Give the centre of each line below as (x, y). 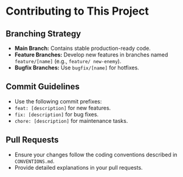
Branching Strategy (43, 34)
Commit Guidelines (43, 87)
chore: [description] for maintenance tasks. (71, 120)
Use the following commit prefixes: (58, 101)
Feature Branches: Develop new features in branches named (91, 55)
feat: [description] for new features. (63, 108)
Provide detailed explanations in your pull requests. (79, 167)
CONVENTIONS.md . (35, 161)
